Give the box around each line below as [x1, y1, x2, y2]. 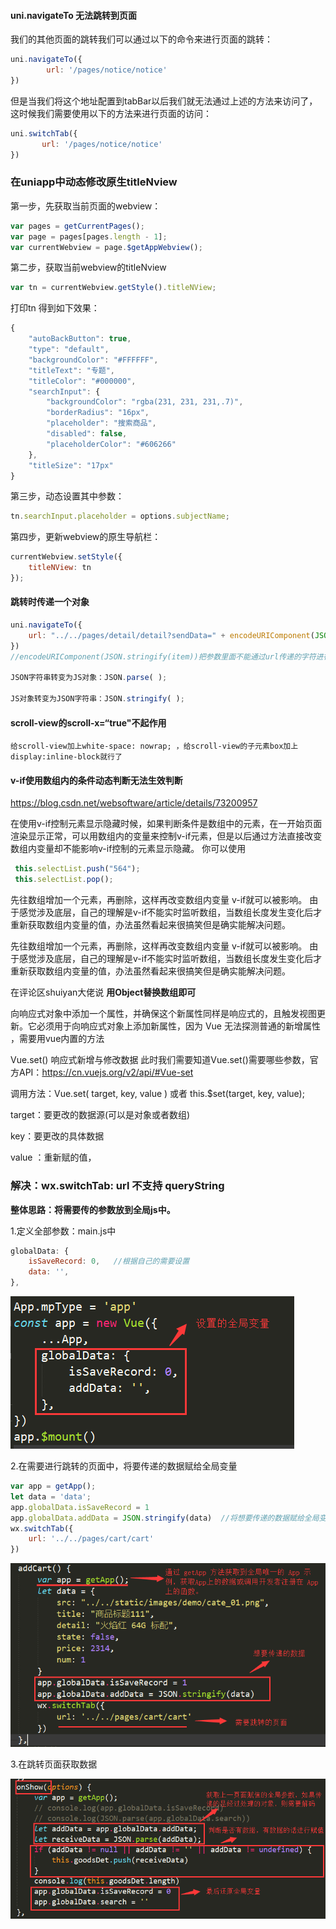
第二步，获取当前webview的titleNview [10, 261, 167, 274]
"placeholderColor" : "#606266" [46, 439, 177, 449]
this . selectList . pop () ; [14, 875, 114, 885]
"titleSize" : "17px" [28, 460, 114, 470]
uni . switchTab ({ [10, 128, 78, 139]
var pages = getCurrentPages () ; [10, 221, 145, 231]
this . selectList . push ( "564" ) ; [14, 864, 141, 874]
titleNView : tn [28, 563, 92, 573]
